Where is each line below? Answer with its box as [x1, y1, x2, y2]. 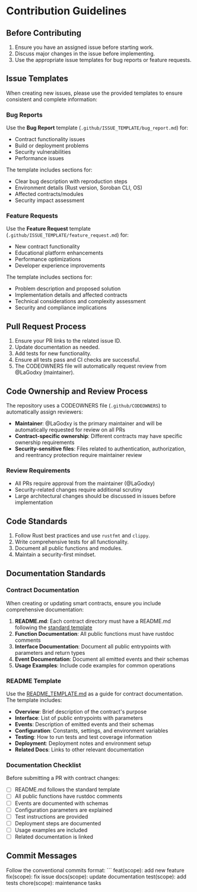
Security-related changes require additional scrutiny [14, 486, 142, 493]
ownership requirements [14, 439, 75, 446]
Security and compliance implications [14, 304, 107, 311]
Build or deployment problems [14, 142, 89, 150]
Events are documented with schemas [14, 800, 109, 807]
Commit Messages [6, 851, 77, 861]
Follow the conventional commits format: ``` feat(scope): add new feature [6, 866, 185, 874]
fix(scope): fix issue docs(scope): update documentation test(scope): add [6, 873, 187, 880]
